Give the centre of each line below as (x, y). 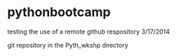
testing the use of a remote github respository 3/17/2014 (88, 31)
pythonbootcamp (59, 12)
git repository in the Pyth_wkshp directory (68, 45)
